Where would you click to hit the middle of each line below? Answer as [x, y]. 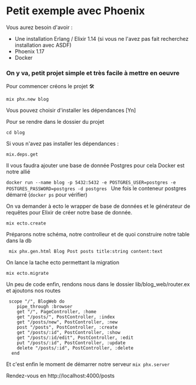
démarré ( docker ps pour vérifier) [47, 195]
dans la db [19, 240]
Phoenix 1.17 [29, 51]
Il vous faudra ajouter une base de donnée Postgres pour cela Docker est [95, 166]
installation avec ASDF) [43, 45]
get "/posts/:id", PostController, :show [68, 333]
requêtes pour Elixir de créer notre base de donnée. [69, 213]
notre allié [18, 172]
